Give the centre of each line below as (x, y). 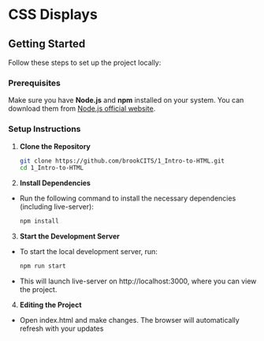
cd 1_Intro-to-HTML (52, 168)
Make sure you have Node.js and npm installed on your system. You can (126, 100)
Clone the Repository (55, 146)
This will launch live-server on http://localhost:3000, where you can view (138, 281)
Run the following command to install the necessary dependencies (128, 198)
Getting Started (47, 44)
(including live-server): (57, 207)
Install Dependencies (55, 183)
